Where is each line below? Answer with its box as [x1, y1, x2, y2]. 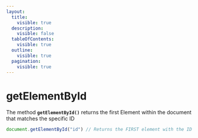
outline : [11, 47, 33, 53]
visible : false [17, 31, 55, 37]
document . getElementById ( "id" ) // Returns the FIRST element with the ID [6, 127, 193, 133]
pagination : [11, 58, 41, 64]
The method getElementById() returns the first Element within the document [6, 109, 191, 116]
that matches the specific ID [6, 115, 75, 122]
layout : [6, 8, 25, 15]
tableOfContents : [11, 36, 55, 42]
